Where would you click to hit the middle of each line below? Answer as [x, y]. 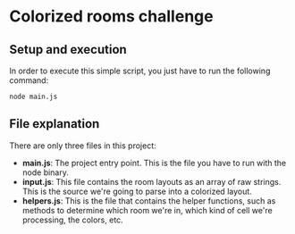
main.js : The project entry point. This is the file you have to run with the [154, 163]
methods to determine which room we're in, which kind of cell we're [147, 210]
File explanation [55, 124]
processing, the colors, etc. [72, 220]
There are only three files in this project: [83, 146]
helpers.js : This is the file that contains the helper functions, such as [149, 201]
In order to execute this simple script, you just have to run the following [140, 71]
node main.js [34, 96]
